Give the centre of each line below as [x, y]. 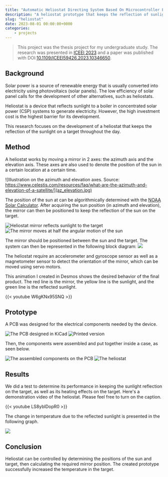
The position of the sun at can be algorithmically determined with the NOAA [83, 200]
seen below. [17, 349]
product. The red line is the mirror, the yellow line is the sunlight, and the [79, 281]
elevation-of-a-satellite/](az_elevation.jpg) [49, 190]
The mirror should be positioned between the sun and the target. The [76, 240]
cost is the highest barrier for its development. [53, 116]
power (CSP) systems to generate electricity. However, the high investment [82, 111]
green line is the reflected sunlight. [41, 287]
